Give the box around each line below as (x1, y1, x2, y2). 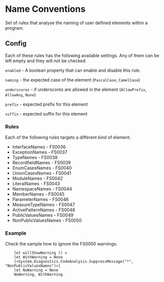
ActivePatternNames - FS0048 (12, 207, 76, 213)
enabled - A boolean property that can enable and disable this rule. (5, 67, 141, 73)
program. (5, 25, 24, 31)
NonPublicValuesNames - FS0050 (12, 217, 82, 223)
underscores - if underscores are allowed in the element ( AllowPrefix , (5, 86, 147, 92)
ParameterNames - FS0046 (12, 197, 69, 202)
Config (5, 40, 27, 48)
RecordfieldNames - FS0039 (12, 160, 71, 166)
